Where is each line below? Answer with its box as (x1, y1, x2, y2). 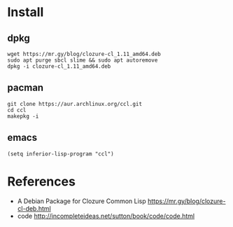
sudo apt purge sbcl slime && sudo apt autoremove (7, 57, 158, 64)
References (7, 173, 76, 189)
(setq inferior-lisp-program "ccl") (7, 150, 114, 158)
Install (7, 4, 44, 20)
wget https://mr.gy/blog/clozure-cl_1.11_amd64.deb (7, 50, 161, 57)
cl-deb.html (17, 204, 51, 212)
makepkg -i (7, 113, 39, 120)
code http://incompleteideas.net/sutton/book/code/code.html (17, 212, 195, 220)
